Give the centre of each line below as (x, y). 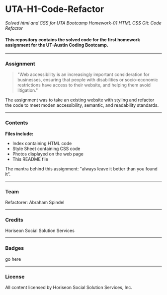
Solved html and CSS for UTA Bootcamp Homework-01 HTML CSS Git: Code (83, 23)
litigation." (28, 90)
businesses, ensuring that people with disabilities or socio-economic (87, 80)
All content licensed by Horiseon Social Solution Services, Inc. (69, 287)
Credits (14, 220)
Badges (14, 248)
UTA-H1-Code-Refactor (55, 9)
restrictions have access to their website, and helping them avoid (84, 85)
